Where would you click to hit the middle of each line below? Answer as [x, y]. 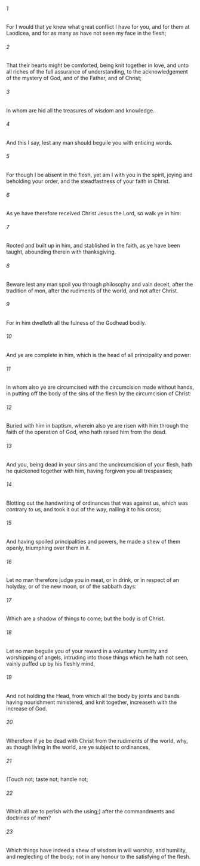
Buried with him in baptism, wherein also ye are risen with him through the [97, 426]
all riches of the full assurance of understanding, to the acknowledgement [97, 72]
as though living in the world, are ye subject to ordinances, [78, 747]
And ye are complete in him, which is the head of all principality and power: [99, 355]
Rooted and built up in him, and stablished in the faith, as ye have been [93, 246]
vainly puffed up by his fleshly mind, [51, 663]
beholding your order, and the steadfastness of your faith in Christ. [88, 181]
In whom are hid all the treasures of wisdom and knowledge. [81, 110]
